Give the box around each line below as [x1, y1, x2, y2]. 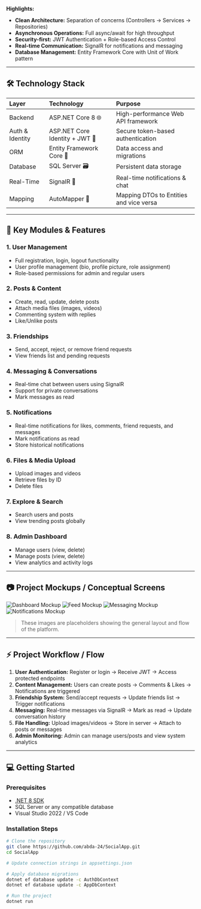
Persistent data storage [115, 162, 181, 171]
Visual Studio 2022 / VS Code [14, 809, 89, 817]
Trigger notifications [14, 700, 65, 708]
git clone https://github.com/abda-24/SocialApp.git [6, 844, 141, 850]
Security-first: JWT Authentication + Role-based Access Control [14, 36, 176, 43]
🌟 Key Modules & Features [6, 225, 106, 236]
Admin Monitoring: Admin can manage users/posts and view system [14, 732, 185, 739]
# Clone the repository [6, 838, 66, 844]
